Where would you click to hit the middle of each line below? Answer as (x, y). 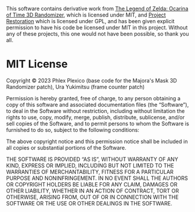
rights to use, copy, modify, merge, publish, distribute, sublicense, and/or (95, 117)
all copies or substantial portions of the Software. (66, 147)
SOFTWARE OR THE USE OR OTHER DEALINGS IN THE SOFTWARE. (89, 203)
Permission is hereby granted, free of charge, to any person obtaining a (93, 98)
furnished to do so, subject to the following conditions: (73, 129)
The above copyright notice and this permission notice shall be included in (97, 141)
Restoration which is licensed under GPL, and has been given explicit (90, 21)
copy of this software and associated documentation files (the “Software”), (97, 105)
